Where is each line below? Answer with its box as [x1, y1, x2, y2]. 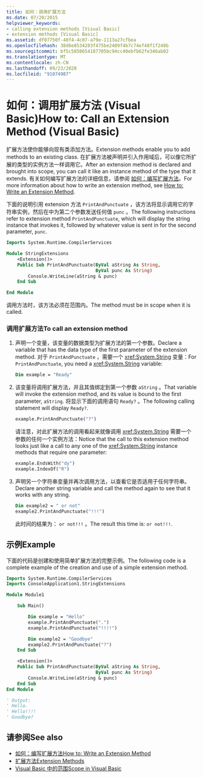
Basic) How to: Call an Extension [6, 112, 170, 126]
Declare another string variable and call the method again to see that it [14, 484, 191, 491]
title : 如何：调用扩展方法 [6, 8, 66, 15]
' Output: [6, 697, 31, 703]
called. [6, 308, 23, 316]
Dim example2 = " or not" [14, 502, 80, 509]
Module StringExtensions [6, 251, 69, 257]
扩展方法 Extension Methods [14, 757, 85, 764]
